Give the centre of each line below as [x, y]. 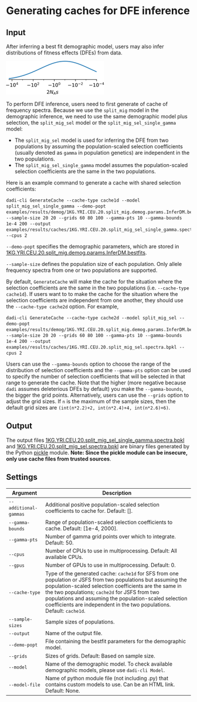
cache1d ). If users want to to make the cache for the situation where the [92, 294]
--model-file [24, 685]
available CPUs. [64, 557]
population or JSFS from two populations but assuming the [116, 580]
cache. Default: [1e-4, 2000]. [82, 528]
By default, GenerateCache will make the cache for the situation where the [94, 282]
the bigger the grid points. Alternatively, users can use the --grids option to [98, 395]
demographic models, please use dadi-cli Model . [105, 670]
